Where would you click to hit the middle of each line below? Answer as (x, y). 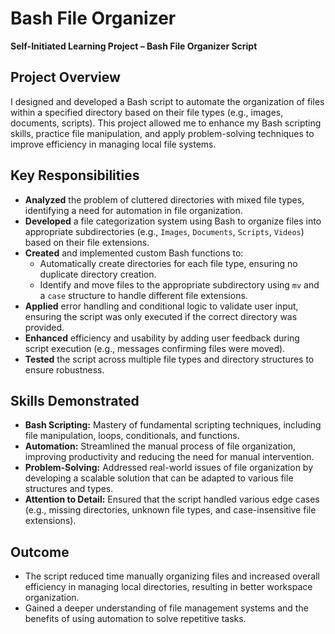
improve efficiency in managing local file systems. (113, 144)
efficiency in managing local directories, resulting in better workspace (168, 587)
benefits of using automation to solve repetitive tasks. (135, 619)
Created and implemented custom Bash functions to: (134, 253)
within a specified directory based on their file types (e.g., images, (147, 112)
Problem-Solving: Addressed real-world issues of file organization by (169, 468)
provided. (44, 327)
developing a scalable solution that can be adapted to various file (159, 478)
